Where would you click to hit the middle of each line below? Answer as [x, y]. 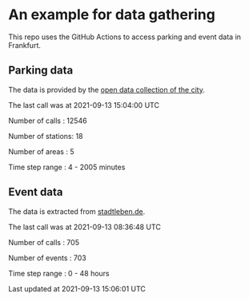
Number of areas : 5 [41, 151]
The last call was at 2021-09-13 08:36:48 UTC [85, 227]
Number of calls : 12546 [48, 121]
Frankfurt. [25, 45]
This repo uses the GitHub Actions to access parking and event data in [125, 37]
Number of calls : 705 [44, 242]
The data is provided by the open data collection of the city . [107, 89]
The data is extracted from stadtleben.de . [77, 211]
